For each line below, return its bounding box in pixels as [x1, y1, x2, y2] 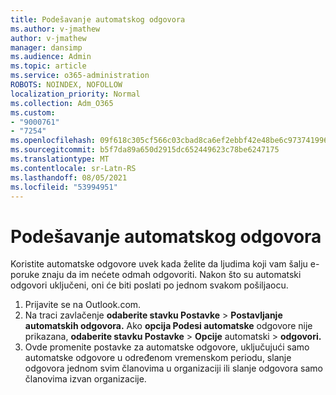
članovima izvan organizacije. [24, 373, 147, 385]
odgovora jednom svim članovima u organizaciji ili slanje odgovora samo [24, 362, 323, 375]
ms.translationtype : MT [10, 154, 110, 164]
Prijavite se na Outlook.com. [24, 299, 142, 311]
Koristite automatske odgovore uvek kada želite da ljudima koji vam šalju [10, 258, 308, 270]
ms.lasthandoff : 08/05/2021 [10, 172, 128, 183]
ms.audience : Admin [10, 52, 92, 62]
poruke [10, 269, 40, 281]
